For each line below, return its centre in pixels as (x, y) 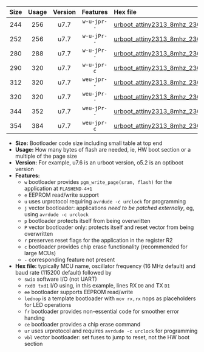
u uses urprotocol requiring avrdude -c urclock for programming (105, 201)
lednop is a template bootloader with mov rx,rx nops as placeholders (110, 298)
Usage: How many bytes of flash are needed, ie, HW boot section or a (103, 150)
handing (34, 318)
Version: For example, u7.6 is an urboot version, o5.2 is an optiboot (99, 163)
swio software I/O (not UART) (60, 279)
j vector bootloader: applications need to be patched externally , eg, (109, 208)
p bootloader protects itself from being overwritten (87, 221)
